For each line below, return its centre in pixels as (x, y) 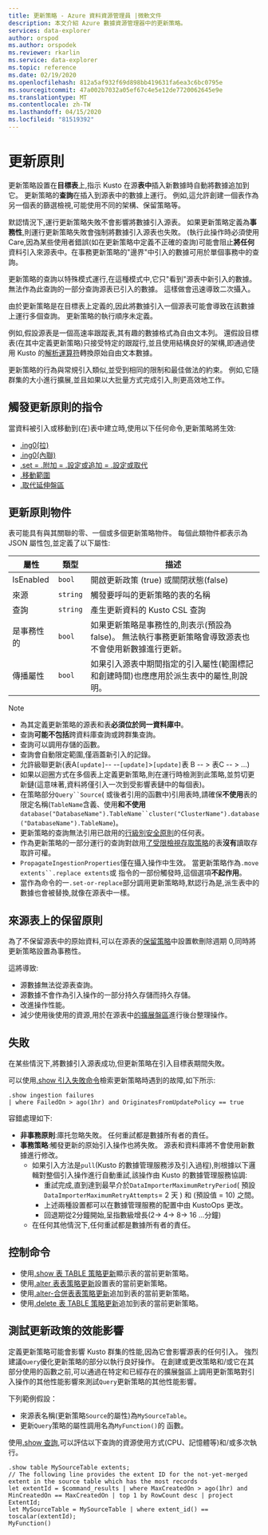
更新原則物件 (40, 513)
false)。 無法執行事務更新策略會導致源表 (166, 637)
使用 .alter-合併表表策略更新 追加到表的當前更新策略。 (106, 1293)
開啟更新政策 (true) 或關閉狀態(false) (160, 580)
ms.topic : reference (43, 68)
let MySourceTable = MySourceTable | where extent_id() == (108, 1509)
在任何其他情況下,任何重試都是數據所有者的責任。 (113, 1225)
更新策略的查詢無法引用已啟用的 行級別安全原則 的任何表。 (114, 833)
